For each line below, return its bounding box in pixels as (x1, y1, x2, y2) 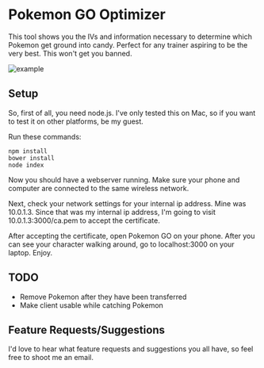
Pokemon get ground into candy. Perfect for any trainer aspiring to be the (8, 40, 248, 49)
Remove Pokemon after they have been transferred (19, 292, 187, 301)
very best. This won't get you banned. (8, 48, 132, 58)
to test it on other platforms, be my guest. (8, 117, 144, 126)
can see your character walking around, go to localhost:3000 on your (8, 240, 235, 249)
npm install (8, 147, 48, 155)
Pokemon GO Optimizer (8, 6, 166, 24)
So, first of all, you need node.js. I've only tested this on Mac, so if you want (8, 108, 256, 117)
